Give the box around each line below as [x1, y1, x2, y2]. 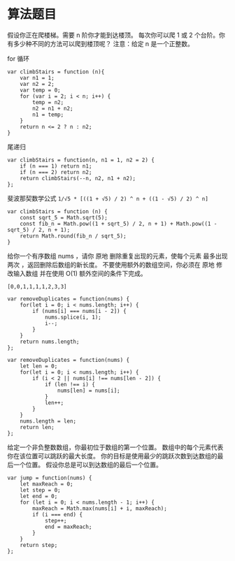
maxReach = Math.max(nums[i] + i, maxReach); [32, 504, 168, 512]
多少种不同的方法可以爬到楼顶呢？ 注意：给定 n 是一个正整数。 [13, 39, 194, 48]
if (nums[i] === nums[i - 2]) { [32, 307, 127, 314]
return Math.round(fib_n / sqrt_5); [20, 232, 127, 240]
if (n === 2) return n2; [20, 168, 92, 175]
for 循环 [7, 54, 30, 63]
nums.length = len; [20, 417, 77, 425]
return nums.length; [20, 338, 80, 345]
